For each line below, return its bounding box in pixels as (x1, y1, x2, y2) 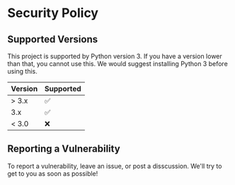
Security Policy (7, 5, 99, 21)
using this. (7, 67, 38, 75)
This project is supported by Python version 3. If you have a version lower (7, 52, 223, 60)
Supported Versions (7, 33, 98, 45)
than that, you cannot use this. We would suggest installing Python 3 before (7, 60, 228, 68)
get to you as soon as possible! (7, 169, 98, 178)
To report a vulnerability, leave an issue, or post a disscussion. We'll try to (7, 162, 222, 170)
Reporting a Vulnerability (7, 143, 120, 155)
